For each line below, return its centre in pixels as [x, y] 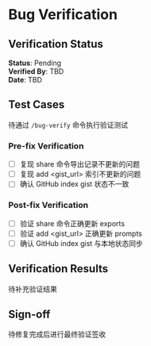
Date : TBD [25, 80]
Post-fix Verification [48, 206]
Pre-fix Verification [46, 146]
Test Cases [37, 105]
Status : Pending [35, 63]
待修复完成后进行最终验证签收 [57, 334]
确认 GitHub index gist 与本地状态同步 [81, 243]
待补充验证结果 [33, 289]
